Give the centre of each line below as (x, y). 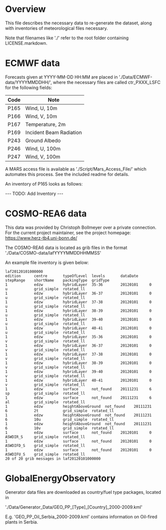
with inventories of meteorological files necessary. (56, 28)
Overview (26, 9)
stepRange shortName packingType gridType (57, 280)
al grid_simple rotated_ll (45, 402)
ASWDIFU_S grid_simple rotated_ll (45, 454)
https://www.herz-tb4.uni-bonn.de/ (41, 238)
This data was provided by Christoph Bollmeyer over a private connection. (81, 227)
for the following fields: (29, 88)
